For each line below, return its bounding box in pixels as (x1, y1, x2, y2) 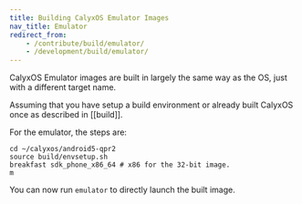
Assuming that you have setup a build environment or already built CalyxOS (9, 99, 294, 110)
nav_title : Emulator (9, 22, 89, 31)
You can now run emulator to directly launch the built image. (9, 184, 235, 196)
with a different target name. (9, 82, 117, 93)
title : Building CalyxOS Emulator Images (9, 13, 170, 23)
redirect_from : (9, 30, 68, 39)
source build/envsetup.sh (9, 152, 108, 162)
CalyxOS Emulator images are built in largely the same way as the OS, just (9, 72, 287, 83)
